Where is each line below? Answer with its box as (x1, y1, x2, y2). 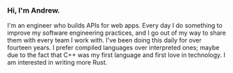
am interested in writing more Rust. (7, 58, 108, 67)
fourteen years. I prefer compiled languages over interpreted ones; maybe (7, 44, 220, 52)
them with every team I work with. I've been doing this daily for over (7, 36, 202, 44)
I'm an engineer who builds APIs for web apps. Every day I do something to (7, 22, 223, 30)
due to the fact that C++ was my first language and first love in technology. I (7, 51, 226, 59)
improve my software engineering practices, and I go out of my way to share (7, 29, 226, 37)
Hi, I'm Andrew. (7, 6, 61, 15)
